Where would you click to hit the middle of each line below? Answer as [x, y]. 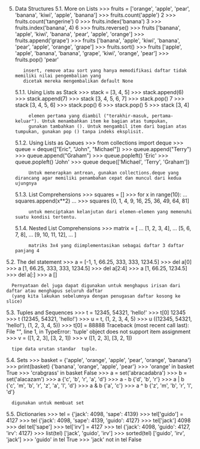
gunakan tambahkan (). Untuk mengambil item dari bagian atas [107, 126]
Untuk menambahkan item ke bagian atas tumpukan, [105, 121]
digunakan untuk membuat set [48, 403]
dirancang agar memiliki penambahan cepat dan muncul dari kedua [98, 178]
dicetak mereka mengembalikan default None [78, 81]
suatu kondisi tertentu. [46, 217]
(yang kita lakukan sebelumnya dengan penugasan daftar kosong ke [96, 296]
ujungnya [26, 183]
